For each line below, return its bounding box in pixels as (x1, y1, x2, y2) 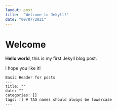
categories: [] (5, 93, 37, 98)
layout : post (5, 7, 33, 13)
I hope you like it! (5, 65, 41, 71)
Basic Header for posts (5, 75, 56, 80)
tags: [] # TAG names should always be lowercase (5, 97, 112, 102)
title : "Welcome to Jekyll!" (5, 12, 69, 17)
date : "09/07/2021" (5, 17, 47, 22)
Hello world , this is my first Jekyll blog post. (5, 55, 97, 61)
